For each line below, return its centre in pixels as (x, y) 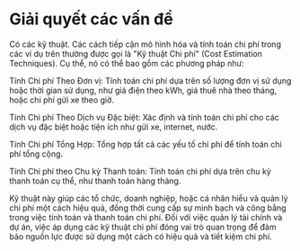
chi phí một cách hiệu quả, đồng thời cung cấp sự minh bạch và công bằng (148, 208)
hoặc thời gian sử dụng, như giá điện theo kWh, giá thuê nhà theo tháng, (143, 90)
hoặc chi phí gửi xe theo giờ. (62, 100)
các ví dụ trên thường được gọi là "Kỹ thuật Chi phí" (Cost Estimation (136, 53)
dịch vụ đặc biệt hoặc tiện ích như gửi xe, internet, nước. (114, 127)
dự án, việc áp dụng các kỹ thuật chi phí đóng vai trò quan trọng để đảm (143, 227)
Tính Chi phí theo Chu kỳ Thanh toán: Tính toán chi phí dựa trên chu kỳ (141, 171)
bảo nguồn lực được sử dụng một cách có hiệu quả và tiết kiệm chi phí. (141, 236)
